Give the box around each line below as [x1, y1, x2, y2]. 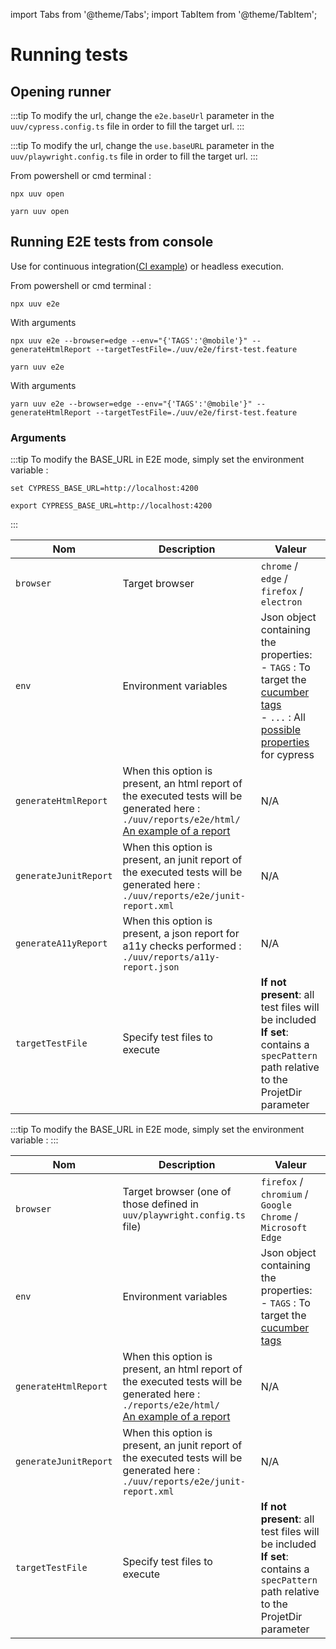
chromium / [260, 1187, 309, 1201]
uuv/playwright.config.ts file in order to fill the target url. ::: [10, 150, 258, 162]
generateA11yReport [15, 938, 108, 949]
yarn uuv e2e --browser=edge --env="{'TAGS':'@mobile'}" [10, 399, 253, 409]
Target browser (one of [122, 1185, 232, 1199]
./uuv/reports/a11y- [122, 952, 220, 963]
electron [260, 597, 303, 608]
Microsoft [260, 1222, 308, 1234]
